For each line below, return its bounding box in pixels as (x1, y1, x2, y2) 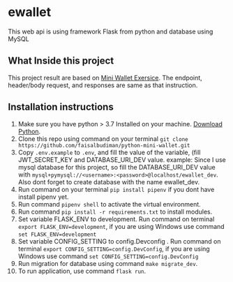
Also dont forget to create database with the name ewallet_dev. (17, 177, 200, 186)
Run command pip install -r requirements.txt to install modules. (17, 207, 213, 216)
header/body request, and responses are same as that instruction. (8, 81, 198, 89)
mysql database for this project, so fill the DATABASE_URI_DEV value (17, 163, 216, 171)
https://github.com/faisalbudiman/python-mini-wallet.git (17, 142, 190, 149)
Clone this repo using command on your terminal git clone (17, 134, 189, 143)
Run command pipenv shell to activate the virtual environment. (17, 200, 201, 208)
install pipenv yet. (17, 193, 69, 201)
